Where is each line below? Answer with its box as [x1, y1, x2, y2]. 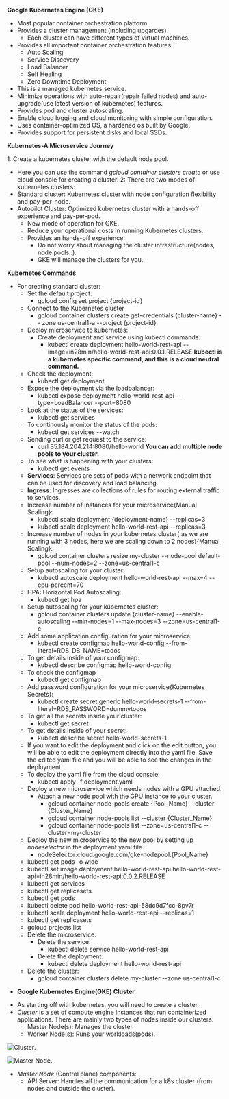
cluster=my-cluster [47, 829, 102, 836]
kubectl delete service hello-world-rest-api [47, 945, 169, 953]
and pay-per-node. [16, 197, 70, 205]
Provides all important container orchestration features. [16, 41, 173, 49]
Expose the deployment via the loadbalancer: [27, 384, 155, 392]
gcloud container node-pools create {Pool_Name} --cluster [47, 799, 215, 808]
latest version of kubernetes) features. [54, 99, 163, 107]
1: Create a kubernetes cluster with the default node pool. [7, 155, 169, 163]
